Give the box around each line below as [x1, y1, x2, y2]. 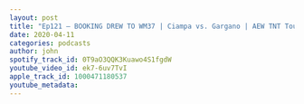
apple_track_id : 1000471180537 [9, 72, 128, 81]
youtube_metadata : [9, 80, 79, 90]
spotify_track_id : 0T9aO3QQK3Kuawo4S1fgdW [9, 55, 172, 64]
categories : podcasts [9, 38, 91, 48]
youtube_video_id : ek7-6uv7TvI [9, 64, 128, 73]
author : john [9, 47, 59, 56]
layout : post [9, 13, 59, 23]
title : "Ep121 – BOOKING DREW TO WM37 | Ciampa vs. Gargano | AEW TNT [9, 22, 281, 31]
